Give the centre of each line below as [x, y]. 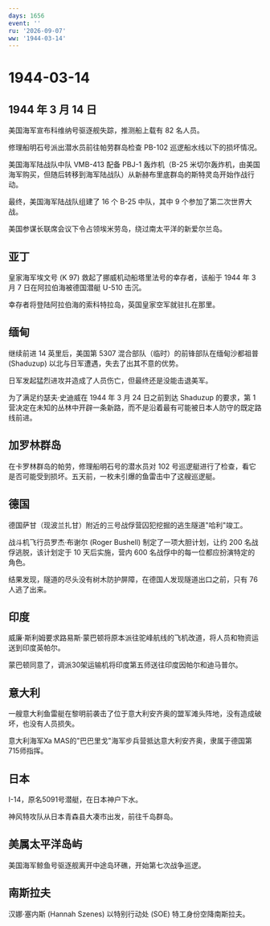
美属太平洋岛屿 [45, 844]
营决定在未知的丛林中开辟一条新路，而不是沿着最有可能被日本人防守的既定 [131, 408]
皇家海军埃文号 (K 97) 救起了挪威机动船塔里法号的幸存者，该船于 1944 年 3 [132, 277]
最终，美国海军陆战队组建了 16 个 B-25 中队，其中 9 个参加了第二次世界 [127, 202]
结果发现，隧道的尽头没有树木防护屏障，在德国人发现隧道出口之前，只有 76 [133, 579]
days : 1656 [27, 16]
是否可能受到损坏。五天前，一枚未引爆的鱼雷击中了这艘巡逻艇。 [114, 476]
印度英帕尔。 [43, 648]
